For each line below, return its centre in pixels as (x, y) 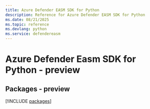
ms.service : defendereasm (33, 34)
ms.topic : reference (27, 24)
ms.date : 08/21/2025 (27, 19)
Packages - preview (38, 89)
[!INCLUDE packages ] (28, 101)
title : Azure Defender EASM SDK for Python (52, 10)
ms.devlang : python (26, 29)
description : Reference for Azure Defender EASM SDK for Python (75, 15)
